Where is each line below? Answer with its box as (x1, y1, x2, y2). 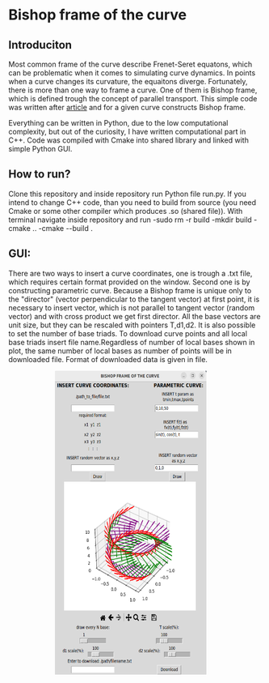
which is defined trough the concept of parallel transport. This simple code (8, 94, 258, 103)
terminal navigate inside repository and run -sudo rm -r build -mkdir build (8, 215, 252, 224)
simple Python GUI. (8, 144, 73, 153)
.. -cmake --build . (32, 223, 93, 233)
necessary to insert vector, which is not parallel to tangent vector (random (8, 302, 255, 313)
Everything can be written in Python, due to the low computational (8, 118, 229, 127)
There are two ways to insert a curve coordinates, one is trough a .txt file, (8, 268, 253, 278)
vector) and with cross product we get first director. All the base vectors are (8, 311, 261, 321)
